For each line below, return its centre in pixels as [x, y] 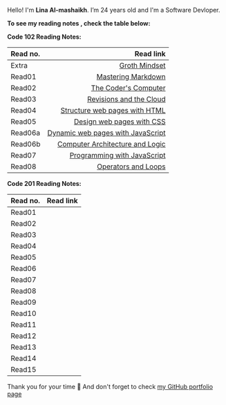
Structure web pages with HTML [113, 110]
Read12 [23, 336]
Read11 [23, 324]
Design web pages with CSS [120, 122]
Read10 [23, 313]
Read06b [26, 144]
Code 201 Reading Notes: [44, 183]
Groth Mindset [142, 65]
